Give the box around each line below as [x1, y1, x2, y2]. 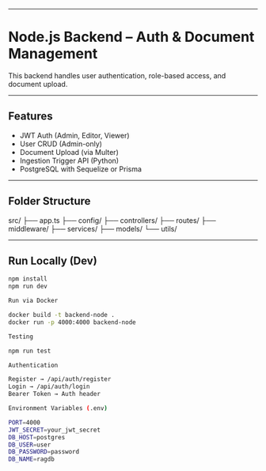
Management [8, 45, 98, 63]
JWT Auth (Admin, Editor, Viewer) [19, 130, 130, 140]
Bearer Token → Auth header [8, 390, 101, 398]
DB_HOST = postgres [8, 433, 66, 441]
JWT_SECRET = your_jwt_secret [8, 426, 101, 434]
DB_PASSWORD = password [8, 448, 80, 456]
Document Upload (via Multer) [19, 147, 119, 156]
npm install [8, 275, 47, 283]
